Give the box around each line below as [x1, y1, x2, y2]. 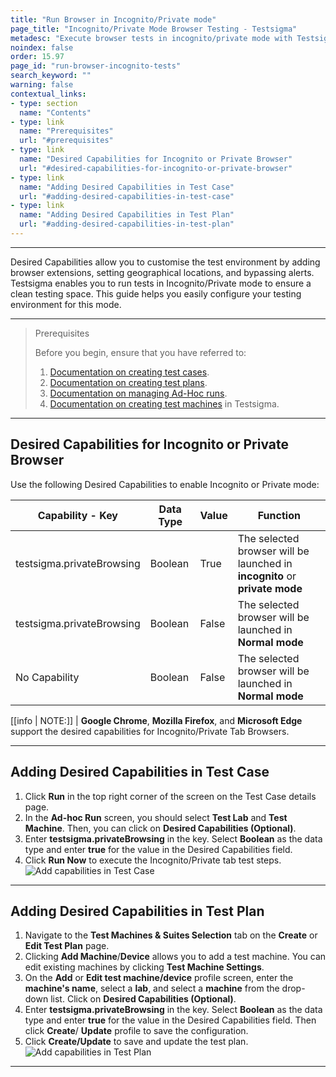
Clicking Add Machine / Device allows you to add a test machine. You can [24, 951, 327, 963]
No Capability [15, 670, 80, 684]
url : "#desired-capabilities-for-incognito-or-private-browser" [19, 163, 293, 173]
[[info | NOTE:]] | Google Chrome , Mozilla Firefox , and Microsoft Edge [10, 714, 303, 726]
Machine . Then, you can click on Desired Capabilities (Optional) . [24, 822, 297, 834]
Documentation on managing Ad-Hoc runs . [49, 387, 228, 399]
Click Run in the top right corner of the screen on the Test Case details [24, 790, 317, 802]
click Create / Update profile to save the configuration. [24, 1025, 249, 1037]
